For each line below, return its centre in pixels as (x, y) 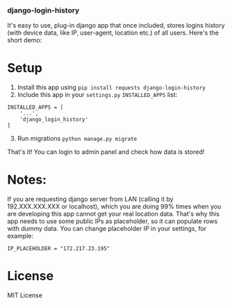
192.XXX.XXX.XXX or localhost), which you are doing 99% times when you (114, 207)
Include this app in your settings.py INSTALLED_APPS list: (97, 95)
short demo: (25, 40)
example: (20, 236)
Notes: (27, 180)
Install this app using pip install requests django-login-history (111, 87)
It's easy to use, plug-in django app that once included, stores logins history (116, 26)
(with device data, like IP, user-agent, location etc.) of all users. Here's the (113, 33)
